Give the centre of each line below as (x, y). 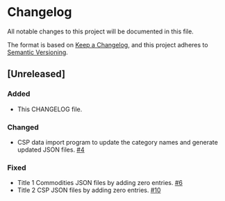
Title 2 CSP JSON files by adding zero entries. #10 (89, 190)
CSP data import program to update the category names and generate (118, 142)
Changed (23, 127)
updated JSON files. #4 (51, 150)
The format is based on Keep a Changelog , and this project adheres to (108, 45)
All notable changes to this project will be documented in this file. (101, 31)
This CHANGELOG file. (50, 109)
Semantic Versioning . (37, 52)
